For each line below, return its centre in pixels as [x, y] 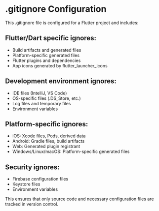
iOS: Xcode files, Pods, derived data [49, 136]
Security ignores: [33, 167]
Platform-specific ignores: [47, 124]
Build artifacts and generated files [47, 50]
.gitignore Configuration [56, 9]
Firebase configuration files [40, 179]
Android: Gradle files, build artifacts [48, 141]
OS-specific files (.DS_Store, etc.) [46, 98]
